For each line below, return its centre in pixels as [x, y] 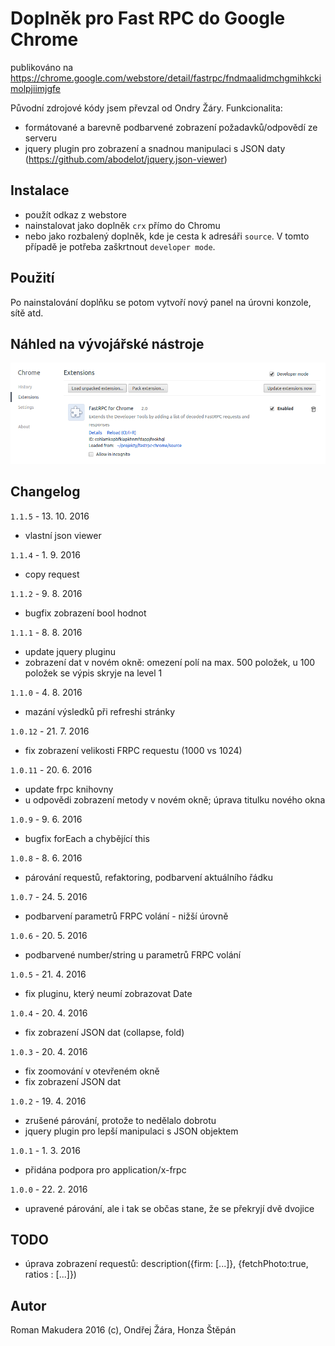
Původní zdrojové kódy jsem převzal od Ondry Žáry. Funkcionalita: [146, 108]
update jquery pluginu [70, 651]
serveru [41, 138]
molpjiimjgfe [35, 88]
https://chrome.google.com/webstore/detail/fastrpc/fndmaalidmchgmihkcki [166, 78]
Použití [32, 278]
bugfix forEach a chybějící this [87, 838]
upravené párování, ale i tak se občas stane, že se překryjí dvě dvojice [169, 1208]
